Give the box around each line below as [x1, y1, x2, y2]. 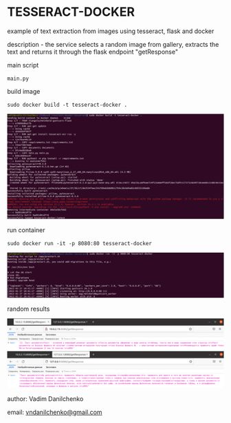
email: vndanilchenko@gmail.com [7, 408, 102, 417]
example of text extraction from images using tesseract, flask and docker [7, 27, 214, 35]
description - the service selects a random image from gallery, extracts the [7, 40, 219, 48]
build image [7, 87, 41, 95]
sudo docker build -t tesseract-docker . [7, 101, 128, 108]
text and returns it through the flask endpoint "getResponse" [7, 48, 179, 56]
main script [7, 61, 39, 69]
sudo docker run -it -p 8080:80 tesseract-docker [7, 240, 153, 247]
